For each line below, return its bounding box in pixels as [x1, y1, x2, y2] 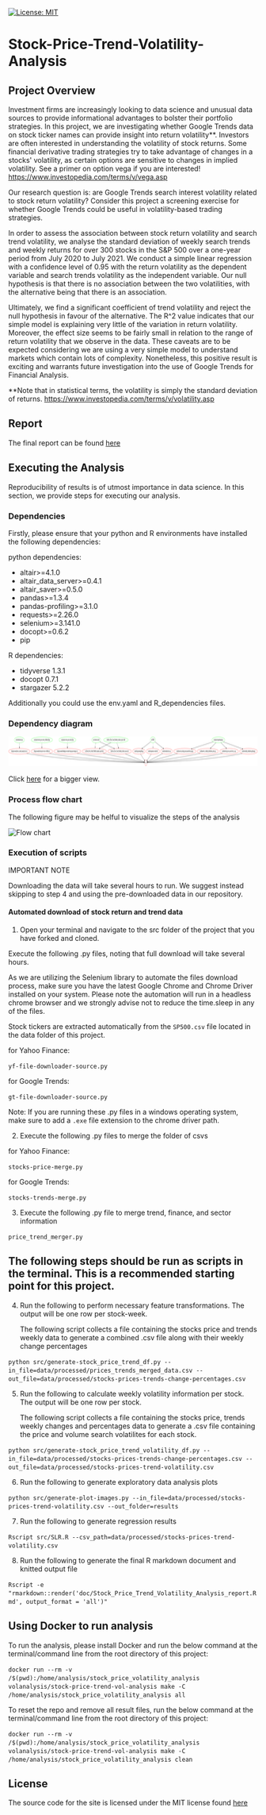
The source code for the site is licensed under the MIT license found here [8, 1798, 248, 1808]
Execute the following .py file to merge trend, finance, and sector [19, 1208, 232, 1218]
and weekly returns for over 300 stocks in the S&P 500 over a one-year [8, 245, 241, 254]
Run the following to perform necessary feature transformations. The [19, 1301, 245, 1310]
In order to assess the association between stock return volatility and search [8, 229, 257, 237]
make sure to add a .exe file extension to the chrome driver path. [8, 1116, 220, 1125]
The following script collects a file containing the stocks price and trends [19, 1324, 257, 1334]
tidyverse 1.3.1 [19, 665, 66, 675]
